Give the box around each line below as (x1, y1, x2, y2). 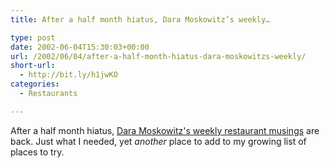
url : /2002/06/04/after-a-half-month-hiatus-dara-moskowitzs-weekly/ (10, 51, 307, 61)
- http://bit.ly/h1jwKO (19, 70, 118, 80)
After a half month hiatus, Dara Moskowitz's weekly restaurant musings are (10, 124, 320, 136)
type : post (10, 32, 56, 43)
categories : (10, 79, 60, 90)
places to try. (10, 146, 65, 158)
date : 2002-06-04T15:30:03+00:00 (10, 42, 150, 52)
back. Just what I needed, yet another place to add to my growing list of (10, 135, 307, 147)
